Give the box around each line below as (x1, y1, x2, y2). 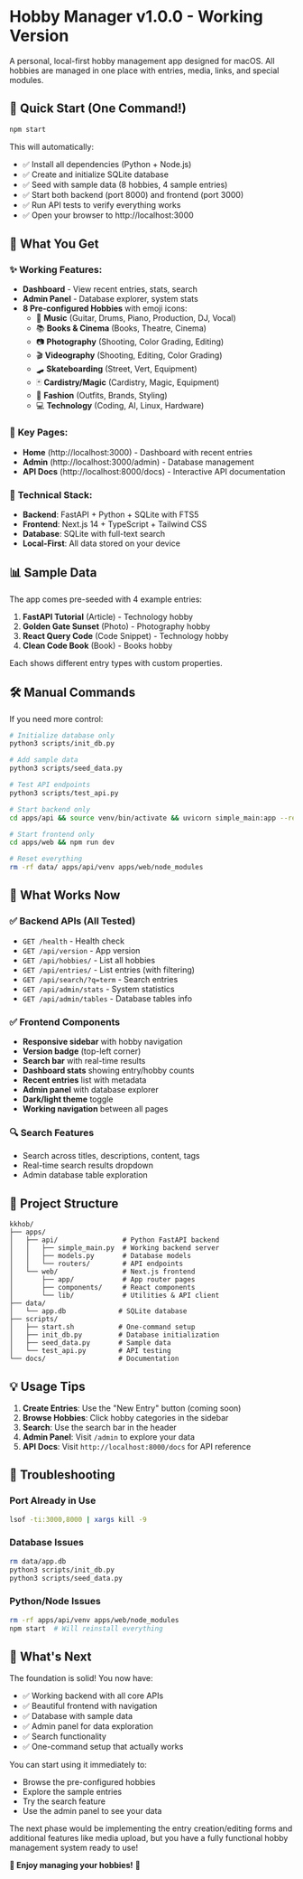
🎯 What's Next (9, 1649, 92, 1664)
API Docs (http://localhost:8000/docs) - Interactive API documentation (22, 465, 286, 476)
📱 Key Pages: (9, 427, 69, 439)
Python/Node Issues (9, 1595, 101, 1608)
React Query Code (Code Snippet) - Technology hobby (22, 630, 229, 641)
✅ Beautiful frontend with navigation (22, 1701, 158, 1712)
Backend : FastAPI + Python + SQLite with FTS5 (22, 509, 199, 520)
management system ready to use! (9, 1842, 138, 1854)
